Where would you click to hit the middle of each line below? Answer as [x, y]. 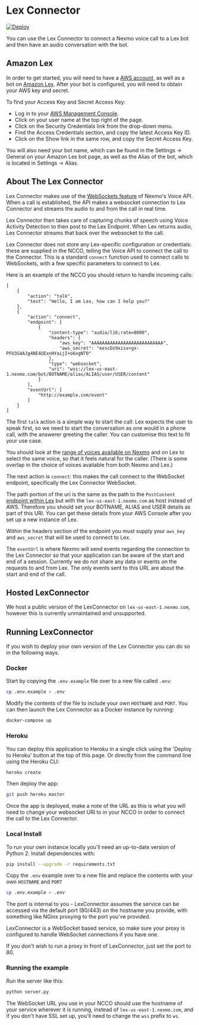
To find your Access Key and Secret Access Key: [66, 102]
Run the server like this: [35, 981]
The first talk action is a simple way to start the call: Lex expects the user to [99, 421]
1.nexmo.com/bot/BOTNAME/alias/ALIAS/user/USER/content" [78, 374]
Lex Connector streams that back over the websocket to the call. [85, 233]
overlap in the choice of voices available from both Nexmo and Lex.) [90, 465]
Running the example [37, 968]
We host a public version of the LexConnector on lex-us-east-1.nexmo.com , [98, 607]
